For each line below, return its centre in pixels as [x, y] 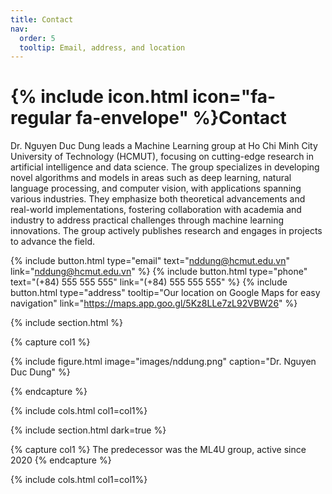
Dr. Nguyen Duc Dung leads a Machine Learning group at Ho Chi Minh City [164, 146]
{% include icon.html [99, 97]
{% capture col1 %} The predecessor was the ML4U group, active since [158, 450]
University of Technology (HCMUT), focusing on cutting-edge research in [162, 157]
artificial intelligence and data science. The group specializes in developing [165, 167]
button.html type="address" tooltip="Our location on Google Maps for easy [165, 293]
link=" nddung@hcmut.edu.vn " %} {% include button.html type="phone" [159, 272]
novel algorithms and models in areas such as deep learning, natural [151, 178]
